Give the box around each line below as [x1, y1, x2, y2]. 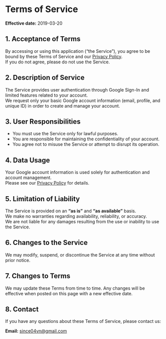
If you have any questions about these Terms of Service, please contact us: [5, 318, 161, 324]
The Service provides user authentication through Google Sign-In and [5, 87, 149, 93]
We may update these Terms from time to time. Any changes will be [5, 285, 145, 291]
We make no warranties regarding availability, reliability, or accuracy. [5, 213, 147, 219]
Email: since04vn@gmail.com [5, 328, 67, 334]
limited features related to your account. [5, 92, 88, 98]
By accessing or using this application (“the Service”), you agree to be [5, 48, 150, 54]
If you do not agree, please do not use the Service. [5, 59, 110, 65]
